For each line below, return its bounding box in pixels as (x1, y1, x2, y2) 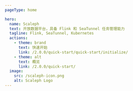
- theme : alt (14, 54, 42, 59)
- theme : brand (14, 40, 46, 46)
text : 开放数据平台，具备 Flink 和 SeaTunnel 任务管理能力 (9, 26, 125, 31)
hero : (5, 16, 16, 22)
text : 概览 (18, 59, 40, 64)
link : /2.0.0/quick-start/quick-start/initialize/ (18, 49, 128, 55)
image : (9, 69, 23, 74)
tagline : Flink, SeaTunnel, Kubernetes (9, 31, 94, 36)
